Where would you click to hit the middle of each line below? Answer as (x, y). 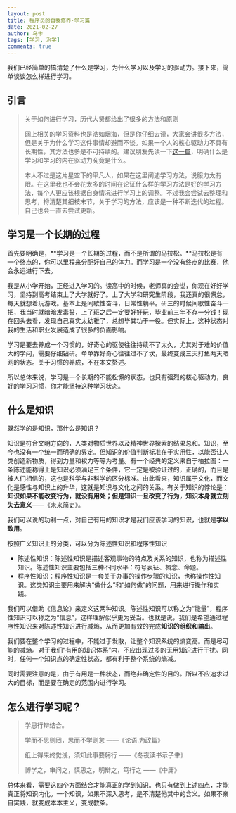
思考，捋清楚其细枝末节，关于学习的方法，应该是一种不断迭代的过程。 (126, 201)
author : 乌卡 (25, 33)
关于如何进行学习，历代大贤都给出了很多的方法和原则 (101, 119)
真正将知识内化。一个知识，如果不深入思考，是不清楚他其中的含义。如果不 (115, 794)
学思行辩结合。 (46, 725)
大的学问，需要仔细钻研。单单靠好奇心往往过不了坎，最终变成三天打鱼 (109, 353)
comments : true (29, 46)
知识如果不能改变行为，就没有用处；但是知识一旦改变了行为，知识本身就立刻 (118, 496)
